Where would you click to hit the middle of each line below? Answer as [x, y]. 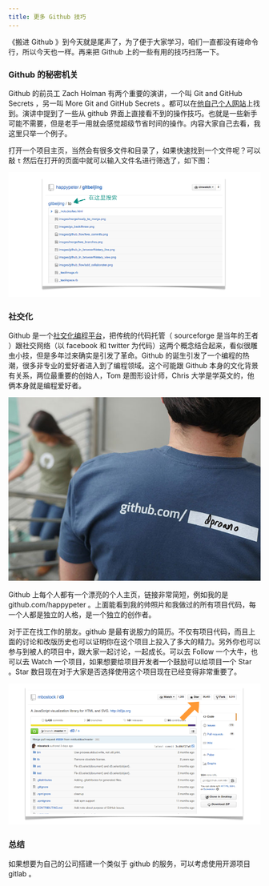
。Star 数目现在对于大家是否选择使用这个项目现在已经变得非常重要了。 [125, 672]
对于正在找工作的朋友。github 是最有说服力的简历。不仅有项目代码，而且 [128, 631]
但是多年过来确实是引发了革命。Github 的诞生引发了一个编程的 [139, 355]
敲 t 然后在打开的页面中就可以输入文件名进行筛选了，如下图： [110, 160]
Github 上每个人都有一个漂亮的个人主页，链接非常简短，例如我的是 [118, 595]
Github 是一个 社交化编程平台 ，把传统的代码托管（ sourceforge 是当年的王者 [133, 335]
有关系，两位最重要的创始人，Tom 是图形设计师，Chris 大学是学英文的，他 [131, 375]
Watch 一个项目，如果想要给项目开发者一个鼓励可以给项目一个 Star [141, 662]
